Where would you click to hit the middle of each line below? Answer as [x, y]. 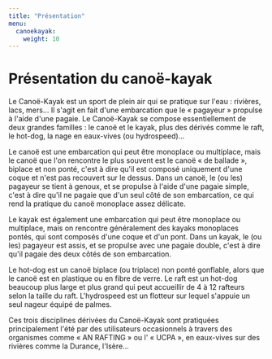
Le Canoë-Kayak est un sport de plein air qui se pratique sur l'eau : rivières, [135, 102]
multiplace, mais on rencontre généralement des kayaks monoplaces [124, 228]
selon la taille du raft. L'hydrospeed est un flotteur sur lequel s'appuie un [129, 296]
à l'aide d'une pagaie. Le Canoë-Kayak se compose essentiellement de [127, 119]
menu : [17, 24]
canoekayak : [36, 31]
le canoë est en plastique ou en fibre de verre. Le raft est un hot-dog [123, 278]
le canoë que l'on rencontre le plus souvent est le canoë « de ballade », [128, 160]
